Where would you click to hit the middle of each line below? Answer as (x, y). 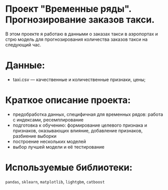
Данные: (25, 66)
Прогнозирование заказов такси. (80, 20)
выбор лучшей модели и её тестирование (58, 147)
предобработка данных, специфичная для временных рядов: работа (88, 114)
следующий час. (23, 44)
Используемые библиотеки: (69, 168)
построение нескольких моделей (49, 141)
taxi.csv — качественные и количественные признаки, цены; (79, 79)
